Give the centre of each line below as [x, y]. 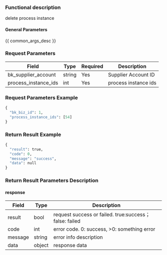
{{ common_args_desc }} [31, 41]
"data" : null [23, 163]
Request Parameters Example [42, 97]
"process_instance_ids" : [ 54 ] [41, 117]
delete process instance [30, 18]
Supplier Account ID [131, 74]
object [41, 246]
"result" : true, [26, 149]
